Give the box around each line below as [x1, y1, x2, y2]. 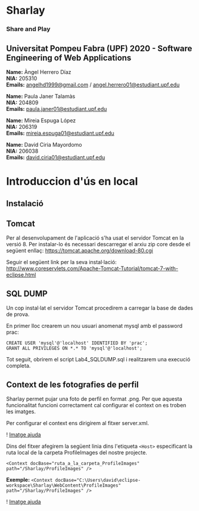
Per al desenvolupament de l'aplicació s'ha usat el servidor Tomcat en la [6, 234, 184, 241]
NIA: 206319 [6, 123, 38, 130]
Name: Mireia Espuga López [6, 117, 76, 124]
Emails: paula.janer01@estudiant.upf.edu [6, 105, 107, 112]
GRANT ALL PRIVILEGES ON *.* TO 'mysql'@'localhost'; [6, 345, 143, 352]
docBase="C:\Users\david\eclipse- [55, 477, 141, 483]
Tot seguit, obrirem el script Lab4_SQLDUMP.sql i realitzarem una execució [6, 356, 191, 363]
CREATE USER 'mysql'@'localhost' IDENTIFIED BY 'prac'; [6, 340, 148, 346]
